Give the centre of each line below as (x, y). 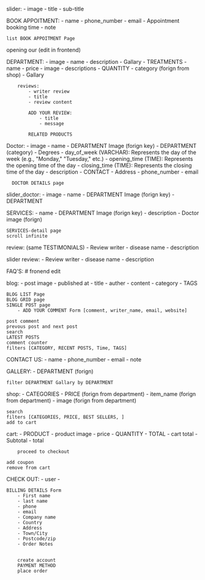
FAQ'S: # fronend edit (34, 271)
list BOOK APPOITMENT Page (41, 39)
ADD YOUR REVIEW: (50, 113)
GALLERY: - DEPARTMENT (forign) (50, 371)
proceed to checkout (43, 452)
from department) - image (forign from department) (71, 400)
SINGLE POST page (28, 305)
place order (32, 571)
